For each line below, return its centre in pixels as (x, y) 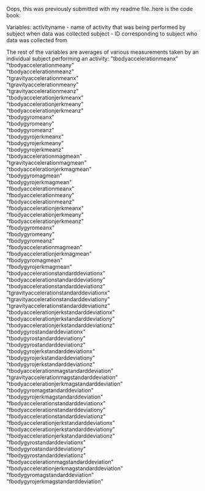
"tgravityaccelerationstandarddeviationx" (58, 293)
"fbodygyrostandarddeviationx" (46, 442)
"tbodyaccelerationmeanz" (40, 72)
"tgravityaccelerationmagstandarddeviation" (62, 377)
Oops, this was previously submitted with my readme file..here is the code (100, 9)
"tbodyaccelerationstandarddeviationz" (56, 286)
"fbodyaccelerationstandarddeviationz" (56, 416)
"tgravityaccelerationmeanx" (43, 78)
